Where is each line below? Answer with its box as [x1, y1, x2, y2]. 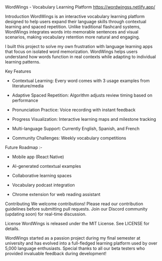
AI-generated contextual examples [12, 163, 81, 169]
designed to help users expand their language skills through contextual [5, 19, 147, 24]
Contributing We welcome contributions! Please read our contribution [5, 201, 144, 207]
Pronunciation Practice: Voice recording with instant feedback [12, 107, 136, 113]
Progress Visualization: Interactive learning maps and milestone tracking [12, 116, 156, 122]
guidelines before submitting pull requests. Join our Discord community [5, 206, 148, 212]
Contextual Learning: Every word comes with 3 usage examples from [12, 78, 150, 83]
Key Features [5, 68, 31, 74]
